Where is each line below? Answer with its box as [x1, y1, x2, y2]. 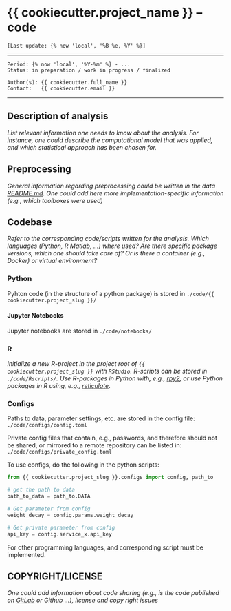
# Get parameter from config [7, 505, 91, 512]
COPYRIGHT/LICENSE [7, 570, 103, 582]
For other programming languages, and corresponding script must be [7, 543, 204, 552]
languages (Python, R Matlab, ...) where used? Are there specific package [7, 242, 218, 250]
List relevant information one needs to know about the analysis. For [7, 128, 199, 137]
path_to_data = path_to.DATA [7, 493, 91, 500]
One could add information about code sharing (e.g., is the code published [7, 589, 220, 597]
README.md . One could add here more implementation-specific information [7, 188, 224, 197]
